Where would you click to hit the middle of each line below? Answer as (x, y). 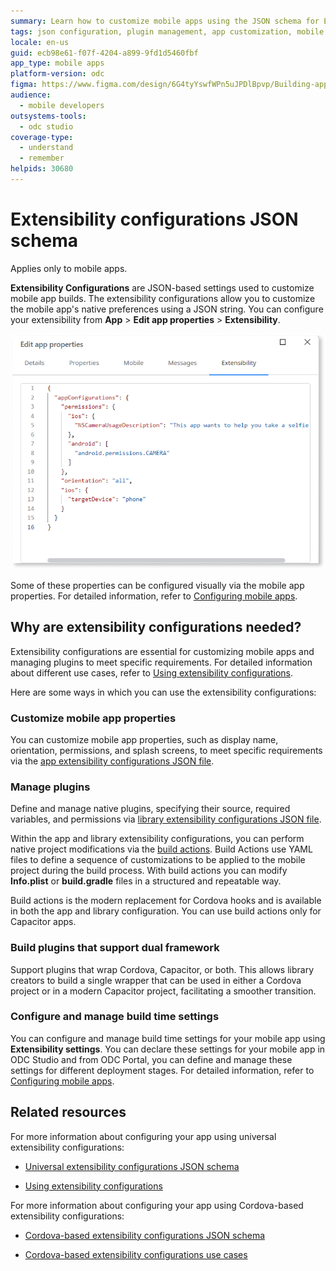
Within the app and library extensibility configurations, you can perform (157, 839)
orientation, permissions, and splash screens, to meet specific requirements (166, 750)
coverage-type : (42, 137)
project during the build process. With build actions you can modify (149, 871)
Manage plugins (50, 787)
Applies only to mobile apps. (69, 268)
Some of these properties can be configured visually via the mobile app (157, 585)
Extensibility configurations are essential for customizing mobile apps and (162, 651)
